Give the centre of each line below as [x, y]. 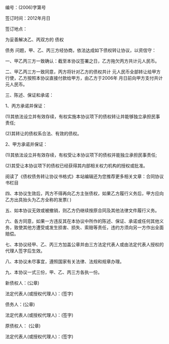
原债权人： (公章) [23, 326]
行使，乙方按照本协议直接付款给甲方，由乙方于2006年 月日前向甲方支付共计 [84, 78]
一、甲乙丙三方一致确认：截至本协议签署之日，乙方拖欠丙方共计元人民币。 [82, 61]
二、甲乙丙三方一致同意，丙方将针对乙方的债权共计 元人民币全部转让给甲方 [83, 72]
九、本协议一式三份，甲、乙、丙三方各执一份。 [54, 272]
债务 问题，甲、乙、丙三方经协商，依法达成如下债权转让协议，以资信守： [81, 50]
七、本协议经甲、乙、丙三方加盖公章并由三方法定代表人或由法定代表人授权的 [84, 244]
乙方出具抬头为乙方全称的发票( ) [38, 200]
